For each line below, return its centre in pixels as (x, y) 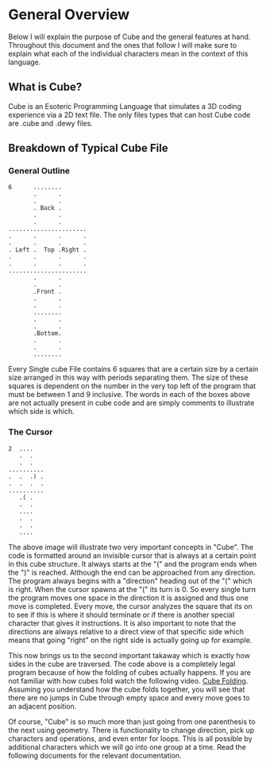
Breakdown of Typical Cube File (88, 148)
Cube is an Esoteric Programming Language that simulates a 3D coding (125, 106)
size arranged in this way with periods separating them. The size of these (128, 378)
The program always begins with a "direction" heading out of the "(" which (130, 581)
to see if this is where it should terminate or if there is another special (121, 614)
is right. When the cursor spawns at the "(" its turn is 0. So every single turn (132, 589)
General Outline (39, 171)
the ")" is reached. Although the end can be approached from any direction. (132, 572)
